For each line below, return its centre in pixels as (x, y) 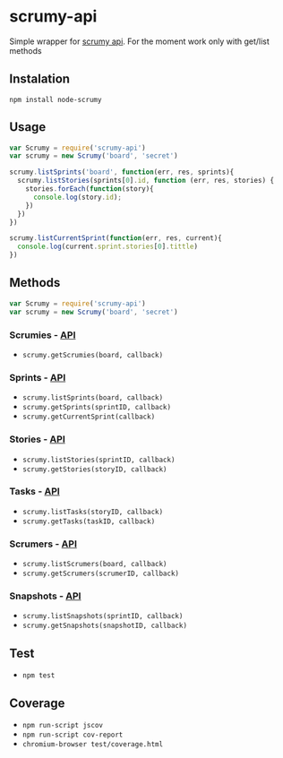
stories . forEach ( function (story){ (90, 189)
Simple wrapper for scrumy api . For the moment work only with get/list (140, 41)
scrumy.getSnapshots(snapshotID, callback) (105, 626)
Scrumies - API (43, 335)
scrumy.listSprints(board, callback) (93, 398)
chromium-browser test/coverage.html (93, 745)
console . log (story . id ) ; (77, 197)
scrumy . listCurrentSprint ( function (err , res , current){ (116, 238)
